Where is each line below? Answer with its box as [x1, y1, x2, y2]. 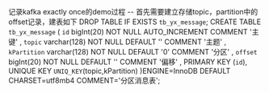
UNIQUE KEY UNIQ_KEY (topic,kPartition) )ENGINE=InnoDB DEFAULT [8, 67, 231, 75]
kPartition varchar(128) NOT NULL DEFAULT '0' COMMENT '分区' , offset [8, 47, 258, 56]
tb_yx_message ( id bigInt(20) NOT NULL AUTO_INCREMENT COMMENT [8, 27, 248, 36]
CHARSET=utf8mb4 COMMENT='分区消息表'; [8, 75, 161, 85]
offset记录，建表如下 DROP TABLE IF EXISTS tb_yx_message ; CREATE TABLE [8, 17, 261, 26]
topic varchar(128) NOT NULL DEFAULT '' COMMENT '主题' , [23, 37, 227, 46]
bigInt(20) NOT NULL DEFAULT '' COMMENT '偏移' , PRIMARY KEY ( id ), [8, 57, 248, 67]
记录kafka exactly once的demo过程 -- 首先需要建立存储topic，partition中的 [8, 7, 258, 16]
